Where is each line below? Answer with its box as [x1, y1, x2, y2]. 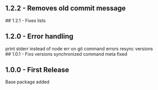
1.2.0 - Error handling [5, 32, 73, 41]
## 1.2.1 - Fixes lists [5, 17, 46, 23]
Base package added [5, 79, 50, 85]
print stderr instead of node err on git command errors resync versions [5, 46, 153, 52]
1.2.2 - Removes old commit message [5, 4, 126, 13]
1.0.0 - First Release [5, 66, 69, 74]
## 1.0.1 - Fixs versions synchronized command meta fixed [5, 51, 128, 57]
